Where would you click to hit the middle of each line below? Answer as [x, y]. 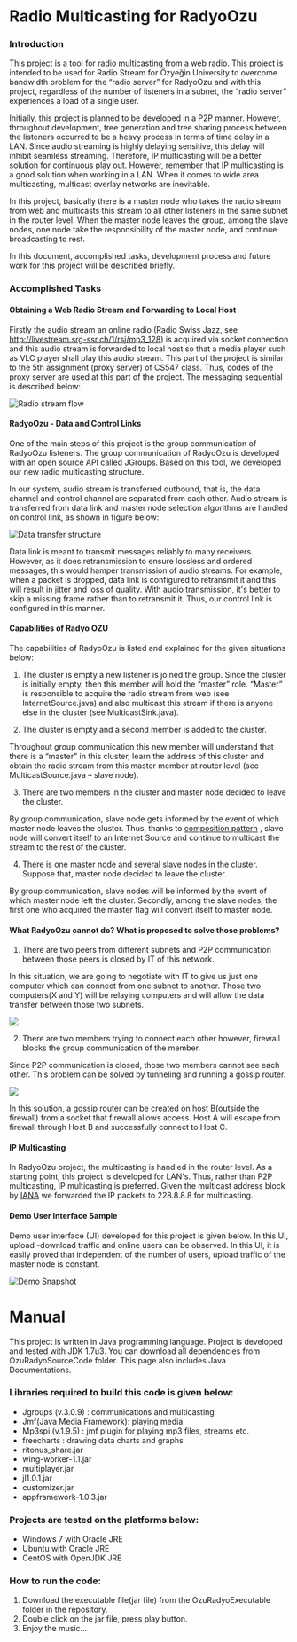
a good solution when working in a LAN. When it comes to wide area [134, 175]
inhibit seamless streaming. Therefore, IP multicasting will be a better [135, 156]
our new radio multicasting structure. [77, 471]
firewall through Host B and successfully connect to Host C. [118, 1127]
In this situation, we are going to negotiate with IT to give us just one [134, 977]
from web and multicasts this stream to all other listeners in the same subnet [148, 211]
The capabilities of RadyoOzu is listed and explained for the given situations [148, 648]
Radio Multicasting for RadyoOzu [133, 16]
